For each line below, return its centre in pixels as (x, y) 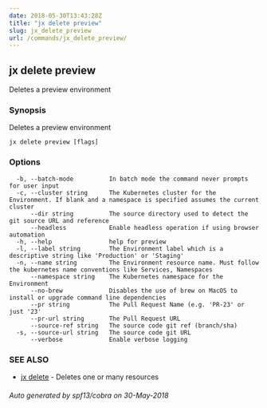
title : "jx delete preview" (56, 23)
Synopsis (27, 110)
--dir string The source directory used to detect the (139, 214)
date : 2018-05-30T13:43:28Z (56, 16)
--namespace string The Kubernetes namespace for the (127, 276)
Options (25, 162)
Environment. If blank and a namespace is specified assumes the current (134, 200)
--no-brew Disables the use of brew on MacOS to (134, 291)
